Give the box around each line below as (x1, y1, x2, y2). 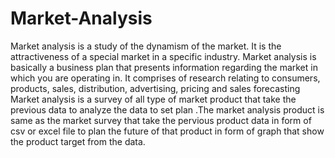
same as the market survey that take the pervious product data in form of (10, 114, 312, 126)
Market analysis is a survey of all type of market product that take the (10, 93, 297, 105)
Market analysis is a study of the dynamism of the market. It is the (10, 40, 282, 52)
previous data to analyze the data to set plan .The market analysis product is (10, 103, 325, 116)
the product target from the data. (10, 135, 146, 147)
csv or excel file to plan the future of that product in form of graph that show (10, 125, 325, 137)
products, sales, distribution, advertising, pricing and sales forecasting (10, 82, 301, 94)
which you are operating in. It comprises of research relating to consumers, (10, 72, 321, 84)
